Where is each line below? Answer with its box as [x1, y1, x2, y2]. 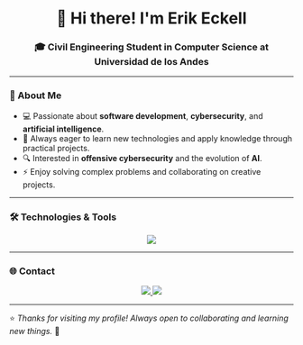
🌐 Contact [9, 265, 56, 277]
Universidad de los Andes [94, 56, 209, 68]
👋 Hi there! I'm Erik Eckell [56, 8, 247, 29]
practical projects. [22, 142, 90, 153]
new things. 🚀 [9, 326, 60, 337]
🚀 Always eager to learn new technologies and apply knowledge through [22, 132, 293, 143]
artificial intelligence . [22, 123, 105, 134]
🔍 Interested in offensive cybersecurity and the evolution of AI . [22, 152, 262, 163]
